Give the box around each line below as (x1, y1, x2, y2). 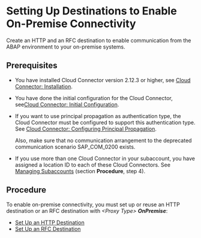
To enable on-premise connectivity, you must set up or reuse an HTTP (6, 201, 180, 208)
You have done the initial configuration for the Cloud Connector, (14, 94, 173, 101)
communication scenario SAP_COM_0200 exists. (14, 143, 136, 150)
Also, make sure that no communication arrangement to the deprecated (14, 137, 192, 144)
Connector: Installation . (14, 83, 73, 90)
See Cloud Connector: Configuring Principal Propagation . (14, 125, 157, 132)
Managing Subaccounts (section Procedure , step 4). (14, 167, 146, 174)
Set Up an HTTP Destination (14, 219, 85, 226)
